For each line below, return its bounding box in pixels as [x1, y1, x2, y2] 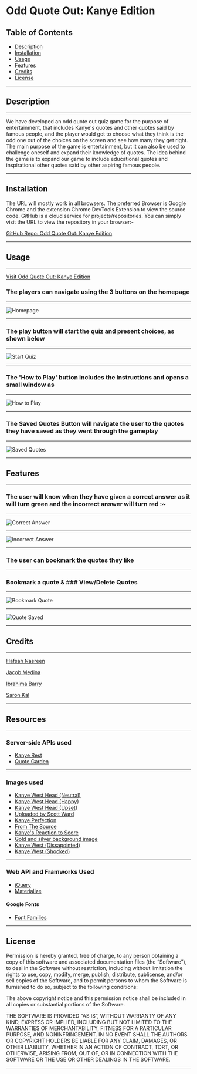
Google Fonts [6, 901, 39, 908]
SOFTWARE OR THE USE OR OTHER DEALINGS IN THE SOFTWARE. [6, 1056, 171, 1063]
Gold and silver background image [14, 835, 98, 842]
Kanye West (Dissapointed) [14, 841, 81, 849]
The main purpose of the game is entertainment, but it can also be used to [6, 143, 186, 150]
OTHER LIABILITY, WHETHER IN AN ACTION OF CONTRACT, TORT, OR [6, 1043, 179, 1051]
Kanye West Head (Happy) [14, 797, 79, 805]
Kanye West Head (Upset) [14, 804, 78, 811]
